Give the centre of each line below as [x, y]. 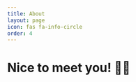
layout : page [26, 20]
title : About [26, 14]
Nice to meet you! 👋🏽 [69, 68]
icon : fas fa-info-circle [45, 27]
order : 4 [20, 33]
